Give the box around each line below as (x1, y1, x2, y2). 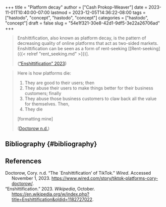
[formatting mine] (17, 116, 54, 121)
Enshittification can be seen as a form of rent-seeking (17, 46, 127, 51)
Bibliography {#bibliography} (5, 140, 98, 148)
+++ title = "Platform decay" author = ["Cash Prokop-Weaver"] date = (5, 4, 148, 10)
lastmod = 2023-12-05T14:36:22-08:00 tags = (51, 9, 146, 15)
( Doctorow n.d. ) (17, 125, 50, 131)
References (5, 157, 42, 165)
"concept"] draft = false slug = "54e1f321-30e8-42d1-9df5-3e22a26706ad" (5, 20, 160, 26)
